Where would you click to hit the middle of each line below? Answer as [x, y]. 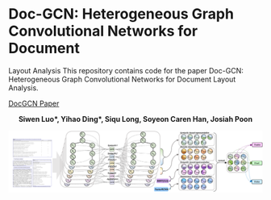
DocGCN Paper [34, 103]
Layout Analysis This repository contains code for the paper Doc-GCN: [126, 70]
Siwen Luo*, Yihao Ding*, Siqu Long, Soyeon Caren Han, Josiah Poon [135, 119]
